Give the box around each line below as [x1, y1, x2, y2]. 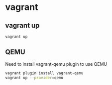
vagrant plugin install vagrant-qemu [5, 71, 84, 76]
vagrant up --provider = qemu [5, 75, 64, 80]
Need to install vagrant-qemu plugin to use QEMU [5, 61, 108, 67]
